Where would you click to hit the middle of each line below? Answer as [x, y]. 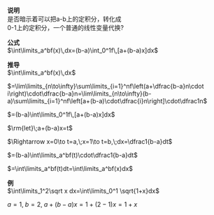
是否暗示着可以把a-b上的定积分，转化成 [64, 19]
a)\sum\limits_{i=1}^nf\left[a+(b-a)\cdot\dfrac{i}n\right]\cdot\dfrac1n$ [107, 101]
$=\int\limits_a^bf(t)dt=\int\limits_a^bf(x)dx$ [70, 169]
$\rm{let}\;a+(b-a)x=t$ [40, 128]
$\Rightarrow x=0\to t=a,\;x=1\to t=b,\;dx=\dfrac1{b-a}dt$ [90, 141]
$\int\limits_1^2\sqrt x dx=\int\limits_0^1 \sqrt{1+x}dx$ [83, 191]
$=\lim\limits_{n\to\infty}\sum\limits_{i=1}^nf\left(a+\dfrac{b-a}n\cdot [106, 86]
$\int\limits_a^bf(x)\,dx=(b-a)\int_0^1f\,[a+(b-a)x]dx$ [83, 50]
